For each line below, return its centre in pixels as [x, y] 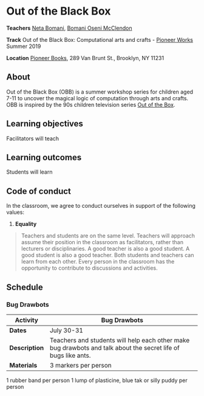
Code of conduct [39, 191]
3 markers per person [80, 365]
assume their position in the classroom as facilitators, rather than [102, 242]
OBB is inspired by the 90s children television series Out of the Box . [91, 104]
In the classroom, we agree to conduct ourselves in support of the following [101, 206]
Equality [26, 224]
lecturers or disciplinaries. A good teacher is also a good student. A [105, 249]
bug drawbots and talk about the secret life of [115, 347]
